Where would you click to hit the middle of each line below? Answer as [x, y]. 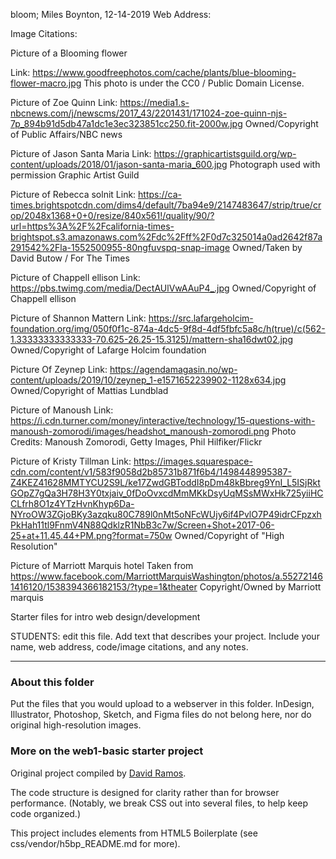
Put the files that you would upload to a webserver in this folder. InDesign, [162, 704]
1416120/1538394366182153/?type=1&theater [104, 587]
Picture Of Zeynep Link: [59, 369]
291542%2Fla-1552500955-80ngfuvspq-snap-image [120, 247]
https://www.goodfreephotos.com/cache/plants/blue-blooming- [164, 72]
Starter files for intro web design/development [105, 617]
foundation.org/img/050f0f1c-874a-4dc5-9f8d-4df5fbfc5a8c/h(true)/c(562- [168, 328]
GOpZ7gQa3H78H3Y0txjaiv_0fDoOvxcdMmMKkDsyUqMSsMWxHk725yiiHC [167, 493]
